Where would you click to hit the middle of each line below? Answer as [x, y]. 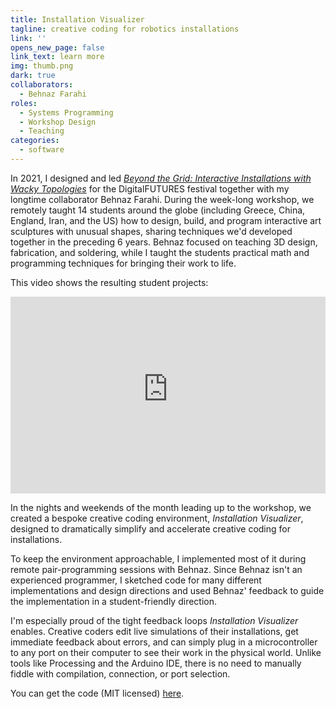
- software [42, 150]
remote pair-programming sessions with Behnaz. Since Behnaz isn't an [156, 569]
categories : [35, 141]
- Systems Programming [66, 112]
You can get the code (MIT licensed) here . [97, 693]
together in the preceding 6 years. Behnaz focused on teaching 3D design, [164, 242]
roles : [24, 103]
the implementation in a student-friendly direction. [113, 601]
